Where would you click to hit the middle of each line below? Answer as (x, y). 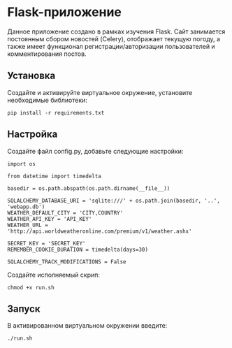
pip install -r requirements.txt (56, 113)
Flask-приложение (65, 12)
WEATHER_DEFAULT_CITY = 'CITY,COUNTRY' (65, 213)
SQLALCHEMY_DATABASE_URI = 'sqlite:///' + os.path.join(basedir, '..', (114, 201)
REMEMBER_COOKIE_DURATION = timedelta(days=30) (78, 249)
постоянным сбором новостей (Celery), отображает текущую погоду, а (114, 38)
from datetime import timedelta (54, 176)
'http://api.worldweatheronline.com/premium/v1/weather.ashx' (100, 231)
